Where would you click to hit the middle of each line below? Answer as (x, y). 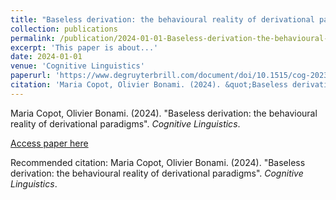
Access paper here (49, 143)
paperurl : (31, 76)
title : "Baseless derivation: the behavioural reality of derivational (162, 19)
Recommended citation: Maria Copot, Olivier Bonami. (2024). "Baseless (158, 162)
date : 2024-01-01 (46, 57)
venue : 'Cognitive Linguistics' (77, 66)
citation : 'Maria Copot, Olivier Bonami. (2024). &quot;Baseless (149, 85)
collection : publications (64, 29)
